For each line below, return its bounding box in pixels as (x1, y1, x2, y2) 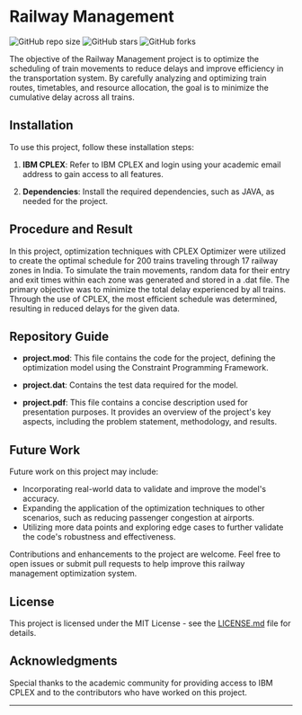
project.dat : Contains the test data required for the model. (22, 380, 238, 390)
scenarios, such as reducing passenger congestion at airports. (22, 513, 254, 523)
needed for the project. (22, 195, 109, 206)
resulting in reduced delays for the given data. (9, 303, 180, 314)
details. (9, 628, 37, 638)
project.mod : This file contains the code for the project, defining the (22, 353, 276, 363)
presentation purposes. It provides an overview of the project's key (22, 407, 271, 417)
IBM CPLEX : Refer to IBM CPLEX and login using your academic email (22, 159, 281, 170)
